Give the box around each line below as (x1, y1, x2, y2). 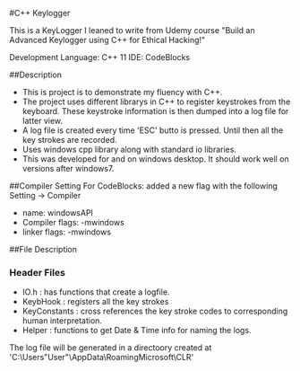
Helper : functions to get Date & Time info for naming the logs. (21, 325, 253, 336)
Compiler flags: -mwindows (21, 217, 125, 227)
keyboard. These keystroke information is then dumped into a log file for (21, 106, 289, 116)
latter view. (21, 116, 64, 126)
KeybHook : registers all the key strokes (21, 296, 169, 307)
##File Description (9, 244, 78, 254)
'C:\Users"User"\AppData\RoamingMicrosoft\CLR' (9, 352, 194, 363)
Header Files (9, 266, 65, 278)
